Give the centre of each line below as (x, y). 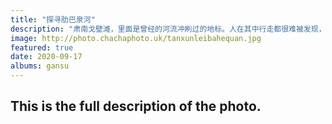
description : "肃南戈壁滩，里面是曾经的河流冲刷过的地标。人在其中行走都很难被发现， (168, 29)
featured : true (42, 47)
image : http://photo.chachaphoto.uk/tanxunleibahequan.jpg (136, 38)
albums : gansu (40, 66)
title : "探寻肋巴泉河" (53, 19)
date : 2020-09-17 (46, 57)
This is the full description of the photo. (136, 106)
